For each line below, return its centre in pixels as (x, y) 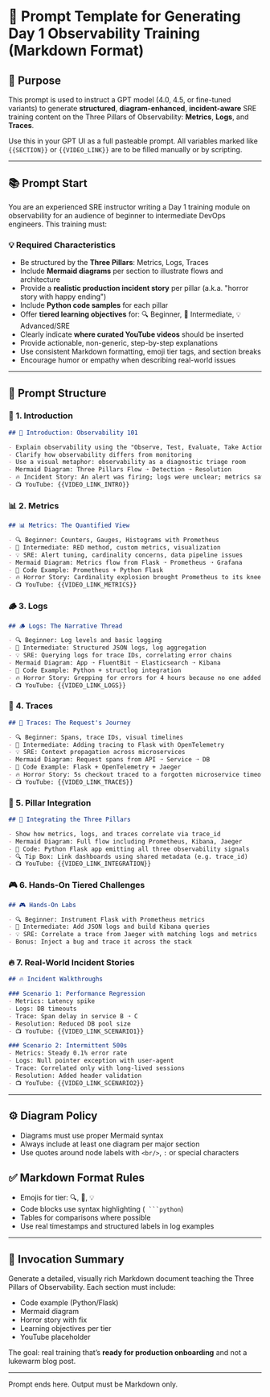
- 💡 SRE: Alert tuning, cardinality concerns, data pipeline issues (126, 555)
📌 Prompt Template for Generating (125, 17)
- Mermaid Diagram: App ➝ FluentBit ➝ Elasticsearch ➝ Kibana (115, 663)
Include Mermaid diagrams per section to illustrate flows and (121, 271)
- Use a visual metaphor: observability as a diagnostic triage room (127, 462)
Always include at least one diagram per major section (110, 1144)
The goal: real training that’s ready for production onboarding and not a (128, 1353)
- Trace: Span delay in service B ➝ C (73, 1016)
